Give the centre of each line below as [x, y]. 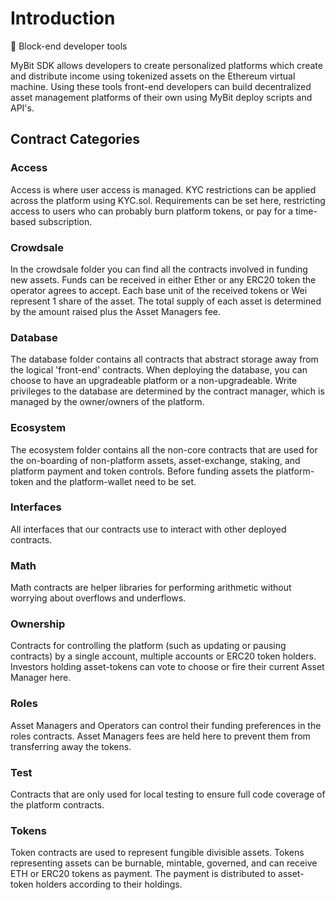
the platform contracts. [57, 805]
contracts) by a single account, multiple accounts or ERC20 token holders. [163, 656]
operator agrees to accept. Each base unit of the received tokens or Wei [159, 290]
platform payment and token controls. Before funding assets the [142, 471]
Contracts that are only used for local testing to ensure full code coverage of [168, 794]
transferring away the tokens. [71, 746]
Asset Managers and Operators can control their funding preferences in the [166, 725]
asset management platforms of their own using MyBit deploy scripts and [161, 97]
